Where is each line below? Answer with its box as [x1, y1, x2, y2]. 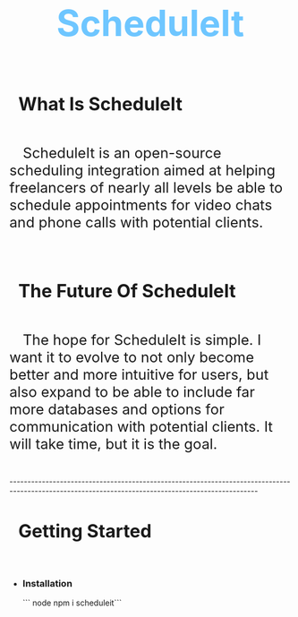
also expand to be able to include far [9, 382, 255, 401]
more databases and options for [9, 399, 226, 418]
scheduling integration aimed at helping [9, 161, 276, 180]
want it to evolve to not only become [9, 347, 255, 366]
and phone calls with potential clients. [9, 213, 264, 232]
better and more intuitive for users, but [9, 364, 269, 383]
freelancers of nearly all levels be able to [9, 178, 284, 197]
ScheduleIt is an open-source [22, 143, 222, 162]
